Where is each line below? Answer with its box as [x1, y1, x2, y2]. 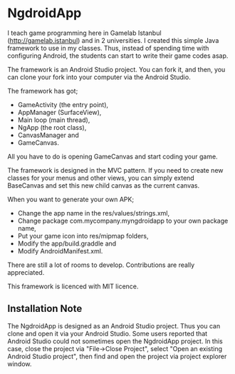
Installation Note [7, 303, 83, 315]
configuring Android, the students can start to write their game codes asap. [7, 51, 229, 60]
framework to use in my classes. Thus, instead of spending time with [7, 44, 209, 52]
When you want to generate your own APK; [7, 195, 134, 203]
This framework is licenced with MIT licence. [7, 282, 139, 290]
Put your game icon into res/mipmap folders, [17, 231, 149, 240]
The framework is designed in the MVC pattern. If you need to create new [7, 166, 224, 174]
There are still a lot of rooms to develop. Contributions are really [7, 261, 195, 269]
